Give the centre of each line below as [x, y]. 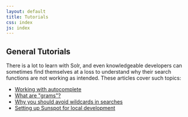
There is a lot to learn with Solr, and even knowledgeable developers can [94, 66]
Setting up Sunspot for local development [65, 108]
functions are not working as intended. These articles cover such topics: [94, 78]
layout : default [26, 11]
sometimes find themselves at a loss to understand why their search [89, 72]
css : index [19, 22]
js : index [18, 28]
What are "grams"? [38, 96]
